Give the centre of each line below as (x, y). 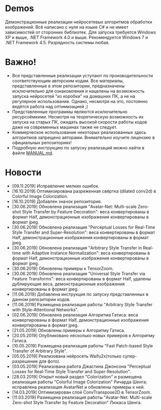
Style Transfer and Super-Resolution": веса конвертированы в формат (83, 232)
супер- (130, 356)
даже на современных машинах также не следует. (65, 127)
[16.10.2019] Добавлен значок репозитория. (57, 201)
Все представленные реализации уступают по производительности (82, 75)
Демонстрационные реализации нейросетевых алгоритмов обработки (79, 22)
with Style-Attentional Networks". (45, 310)
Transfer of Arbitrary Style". (40, 351)
